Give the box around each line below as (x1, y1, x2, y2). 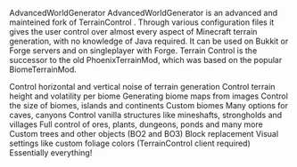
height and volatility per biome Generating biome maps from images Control (9, 91, 288, 101)
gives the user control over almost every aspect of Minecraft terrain (9, 27, 258, 36)
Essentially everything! (9, 147, 93, 158)
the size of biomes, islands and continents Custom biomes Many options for (9, 100, 288, 110)
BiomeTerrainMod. (9, 64, 78, 75)
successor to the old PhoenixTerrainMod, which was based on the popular (9, 55, 283, 65)
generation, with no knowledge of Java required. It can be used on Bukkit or (9, 36, 289, 46)
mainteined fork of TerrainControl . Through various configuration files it (9, 17, 275, 28)
